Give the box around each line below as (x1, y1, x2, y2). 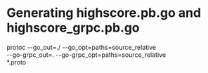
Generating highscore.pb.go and (6, 5, 202, 21)
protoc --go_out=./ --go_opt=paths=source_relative (6, 43, 156, 51)
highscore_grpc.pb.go (6, 20, 140, 36)
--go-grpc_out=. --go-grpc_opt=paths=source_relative (6, 51, 167, 59)
